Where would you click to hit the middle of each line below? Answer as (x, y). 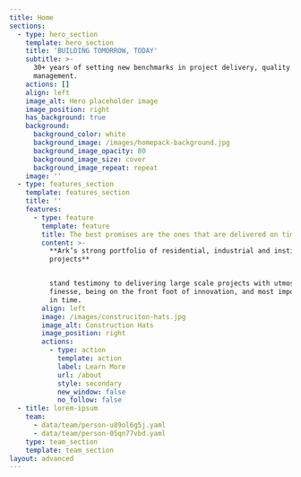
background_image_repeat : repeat (95, 168)
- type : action (77, 351)
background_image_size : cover (89, 159)
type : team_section (62, 442)
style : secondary (90, 383)
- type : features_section (66, 185)
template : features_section (77, 193)
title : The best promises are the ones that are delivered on (160, 234)
